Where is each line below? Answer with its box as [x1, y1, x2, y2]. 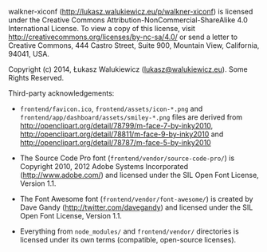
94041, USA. [8, 49, 50, 58]
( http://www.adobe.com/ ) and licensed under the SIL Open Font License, [19, 171, 259, 179]
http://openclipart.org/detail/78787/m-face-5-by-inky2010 [19, 138, 211, 147]
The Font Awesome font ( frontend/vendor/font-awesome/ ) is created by [19, 195, 253, 203]
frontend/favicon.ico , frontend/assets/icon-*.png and [19, 104, 203, 113]
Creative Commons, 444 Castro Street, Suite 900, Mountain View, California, [8, 41, 260, 50]
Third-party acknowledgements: [8, 89, 115, 98]
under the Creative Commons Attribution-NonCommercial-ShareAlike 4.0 [8, 15, 249, 25]
